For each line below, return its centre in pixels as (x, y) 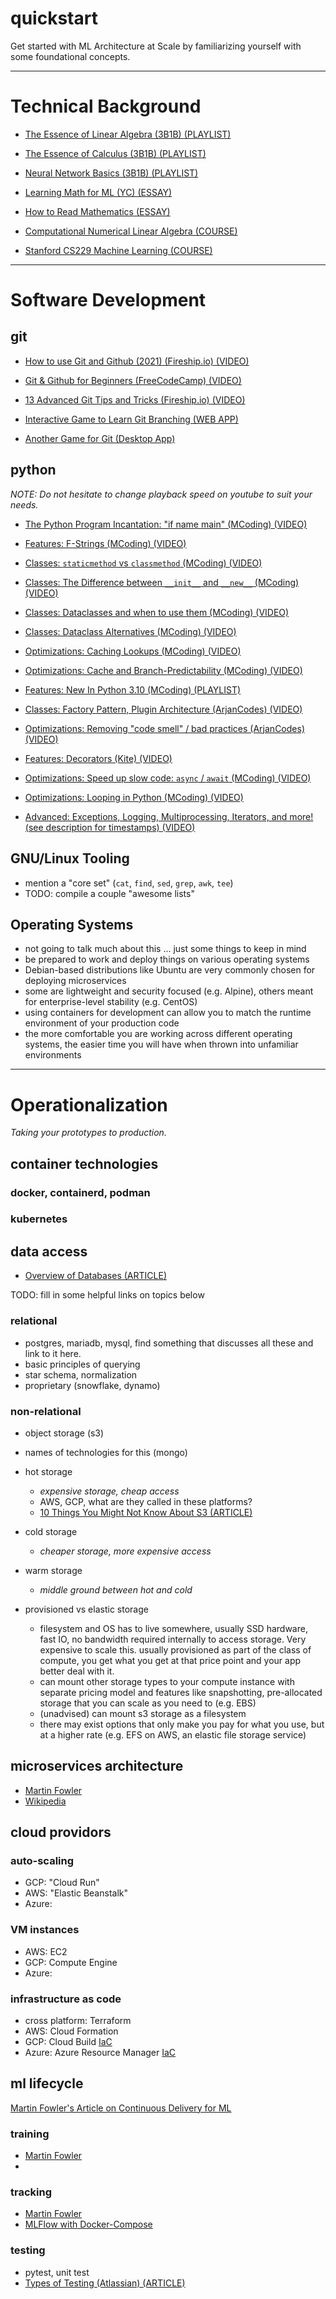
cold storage (51, 1531)
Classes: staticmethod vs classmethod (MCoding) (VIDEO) (143, 563)
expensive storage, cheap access (109, 1491)
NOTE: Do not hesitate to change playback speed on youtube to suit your (161, 494)
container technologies (84, 1163)
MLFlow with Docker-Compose (88, 2224)
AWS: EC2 (46, 1951)
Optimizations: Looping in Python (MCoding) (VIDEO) (134, 797)
